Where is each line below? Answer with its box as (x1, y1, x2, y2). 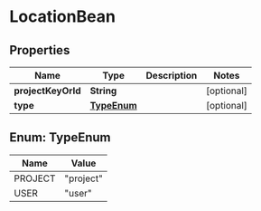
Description (145, 70, 198, 82)
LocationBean (9, 6, 116, 27)
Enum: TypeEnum (9, 129, 111, 146)
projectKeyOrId (14, 84, 81, 97)
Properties (9, 43, 70, 58)
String (89, 84, 117, 97)
